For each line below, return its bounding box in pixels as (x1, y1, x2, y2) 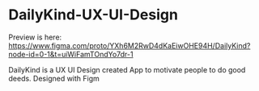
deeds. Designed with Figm (8, 73, 100, 83)
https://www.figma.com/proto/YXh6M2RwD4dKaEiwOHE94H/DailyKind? (8, 40, 251, 50)
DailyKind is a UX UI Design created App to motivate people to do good (8, 64, 246, 74)
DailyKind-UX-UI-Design (8, 6, 178, 24)
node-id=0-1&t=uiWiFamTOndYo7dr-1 (8, 49, 134, 59)
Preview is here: (8, 32, 62, 42)
